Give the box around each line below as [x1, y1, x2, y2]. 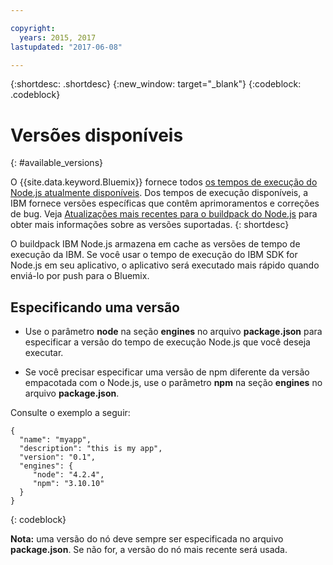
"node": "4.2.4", [32, 470, 105, 480]
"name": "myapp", [19, 435, 92, 445]
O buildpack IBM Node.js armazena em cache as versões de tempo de [10, 238, 301, 250]
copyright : [10, 23, 56, 33]
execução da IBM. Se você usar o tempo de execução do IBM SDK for [10, 249, 298, 261]
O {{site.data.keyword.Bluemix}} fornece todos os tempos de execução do [10, 176, 318, 188]
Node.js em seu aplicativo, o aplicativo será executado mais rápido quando [10, 259, 320, 271]
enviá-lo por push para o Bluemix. [10, 270, 150, 282]
